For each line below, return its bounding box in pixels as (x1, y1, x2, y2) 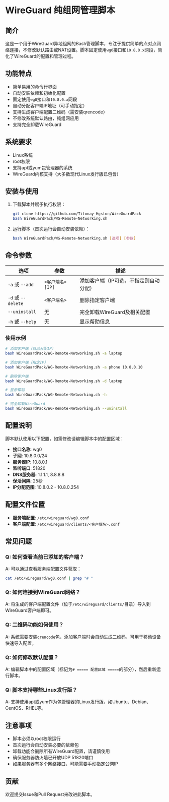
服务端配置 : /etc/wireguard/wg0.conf (12, 515, 90, 521)
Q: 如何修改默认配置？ (5, 654, 59, 661)
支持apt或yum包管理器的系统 (12, 164, 73, 170)
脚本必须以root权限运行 (12, 735, 61, 742)
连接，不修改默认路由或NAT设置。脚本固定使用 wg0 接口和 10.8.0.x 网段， (9, 47, 158, 53)
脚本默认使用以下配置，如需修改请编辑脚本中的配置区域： (5, 436, 124, 442)
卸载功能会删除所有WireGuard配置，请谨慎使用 (12, 748, 110, 754)
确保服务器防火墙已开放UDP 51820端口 (12, 755, 94, 761)
